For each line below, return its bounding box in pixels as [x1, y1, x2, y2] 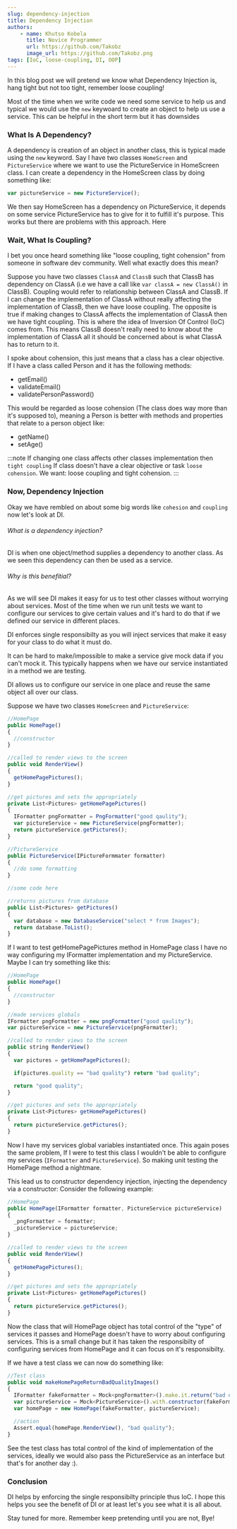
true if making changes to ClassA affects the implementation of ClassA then [7, 310, 228, 319]
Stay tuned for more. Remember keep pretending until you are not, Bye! [7, 1513, 215, 1522]
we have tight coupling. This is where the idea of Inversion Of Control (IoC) [7, 318, 225, 326]
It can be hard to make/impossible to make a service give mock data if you [7, 651, 224, 660]
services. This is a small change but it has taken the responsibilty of [7, 1337, 205, 1346]
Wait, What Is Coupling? [7, 235, 92, 245]
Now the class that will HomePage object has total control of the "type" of [7, 1322, 222, 1331]
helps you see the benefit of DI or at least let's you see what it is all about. [7, 1500, 222, 1508]
